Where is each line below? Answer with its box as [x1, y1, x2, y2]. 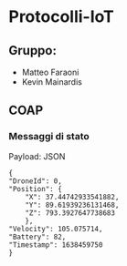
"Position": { [8, 184, 63, 193]
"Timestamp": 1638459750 [8, 240, 103, 250]
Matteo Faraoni [21, 66, 79, 77]
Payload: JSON [8, 150, 66, 161]
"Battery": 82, [8, 232, 67, 241]
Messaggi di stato [8, 130, 90, 143]
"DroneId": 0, [8, 176, 63, 186]
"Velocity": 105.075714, [8, 224, 103, 233]
